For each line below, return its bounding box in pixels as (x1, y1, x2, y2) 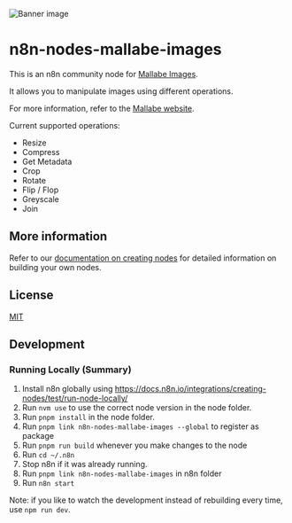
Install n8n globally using (21, 384, 113, 394)
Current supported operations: (9, 120, 121, 130)
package (21, 431, 55, 441)
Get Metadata (21, 156, 73, 167)
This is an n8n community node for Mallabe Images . (9, 68, 199, 79)
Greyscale (21, 193, 59, 204)
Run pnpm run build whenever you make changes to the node (21, 440, 248, 451)
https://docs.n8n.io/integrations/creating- (114, 384, 267, 394)
